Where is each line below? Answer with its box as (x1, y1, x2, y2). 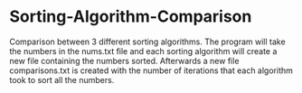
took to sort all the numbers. (9, 74, 115, 85)
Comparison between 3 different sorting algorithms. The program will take (9, 36, 287, 47)
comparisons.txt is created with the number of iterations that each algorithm (9, 65, 294, 76)
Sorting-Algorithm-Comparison (9, 6, 252, 27)
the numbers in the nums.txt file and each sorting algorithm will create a (9, 45, 278, 56)
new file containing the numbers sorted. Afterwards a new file (9, 55, 240, 66)
